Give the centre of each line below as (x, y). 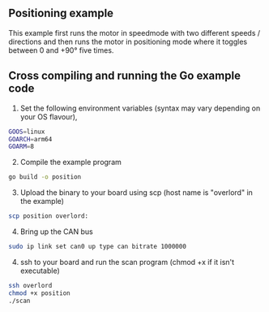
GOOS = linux (27, 132)
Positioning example (61, 13)
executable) (40, 271)
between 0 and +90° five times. (61, 50)
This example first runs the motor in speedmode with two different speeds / (134, 32)
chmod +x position (39, 293)
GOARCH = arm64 (30, 139)
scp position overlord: (49, 216)
